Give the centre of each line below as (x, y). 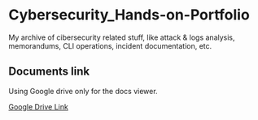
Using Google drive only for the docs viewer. (83, 91)
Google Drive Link (39, 106)
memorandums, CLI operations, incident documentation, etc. (110, 45)
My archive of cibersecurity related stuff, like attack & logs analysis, (122, 37)
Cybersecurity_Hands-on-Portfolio (129, 15)
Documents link (49, 72)
